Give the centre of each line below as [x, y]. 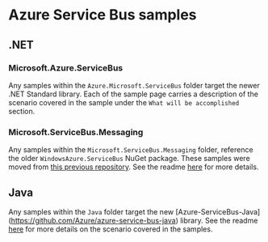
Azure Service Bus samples [103, 15]
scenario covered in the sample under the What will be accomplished [124, 102]
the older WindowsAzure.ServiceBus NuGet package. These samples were [129, 159]
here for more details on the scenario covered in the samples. [111, 229]
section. [22, 111]
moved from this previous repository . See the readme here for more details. [134, 167]
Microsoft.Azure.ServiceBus [66, 68]
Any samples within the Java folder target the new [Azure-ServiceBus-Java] [134, 211]
